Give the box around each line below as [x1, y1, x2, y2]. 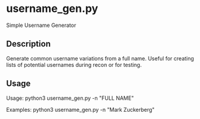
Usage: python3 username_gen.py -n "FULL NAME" [6, 94, 134, 102]
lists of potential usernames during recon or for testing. [6, 61, 142, 68]
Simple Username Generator [6, 22, 76, 29]
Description [6, 39, 51, 49]
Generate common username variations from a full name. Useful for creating [6, 54, 194, 62]
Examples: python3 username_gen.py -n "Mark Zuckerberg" [6, 106, 155, 113]
